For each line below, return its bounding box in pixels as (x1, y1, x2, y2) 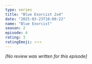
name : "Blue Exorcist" (5, 21, 52, 26)
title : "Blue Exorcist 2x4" (5, 12, 64, 17)
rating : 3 (5, 35, 26, 40)
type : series (5, 7, 32, 12)
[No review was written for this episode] (5, 53, 88, 59)
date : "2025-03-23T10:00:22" (5, 16, 66, 21)
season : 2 (5, 26, 26, 31)
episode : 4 (5, 30, 28, 35)
